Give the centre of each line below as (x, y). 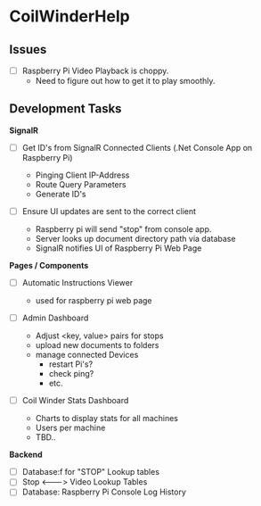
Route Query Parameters (81, 184)
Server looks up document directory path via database (135, 239)
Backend (26, 455)
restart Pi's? (71, 364)
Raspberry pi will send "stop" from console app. (123, 229)
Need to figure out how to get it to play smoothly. (125, 81)
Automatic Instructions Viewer (77, 282)
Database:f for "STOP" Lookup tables (91, 472)
